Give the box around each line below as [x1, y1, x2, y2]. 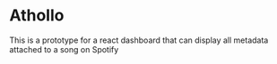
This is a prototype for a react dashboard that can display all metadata [9, 35, 269, 45]
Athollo [9, 5, 65, 26]
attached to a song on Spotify [9, 44, 119, 54]
